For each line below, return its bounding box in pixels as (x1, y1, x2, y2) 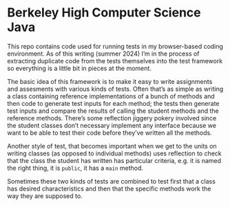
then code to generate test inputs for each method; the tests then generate (7, 99, 220, 107)
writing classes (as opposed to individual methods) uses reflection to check (7, 149, 222, 157)
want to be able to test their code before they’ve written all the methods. (7, 129, 212, 137)
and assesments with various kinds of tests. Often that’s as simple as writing (7, 85, 224, 93)
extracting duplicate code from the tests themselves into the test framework (7, 56, 223, 65)
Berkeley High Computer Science (7, 5, 201, 21)
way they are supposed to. (7, 191, 83, 200)
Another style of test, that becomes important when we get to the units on (7, 142, 217, 150)
